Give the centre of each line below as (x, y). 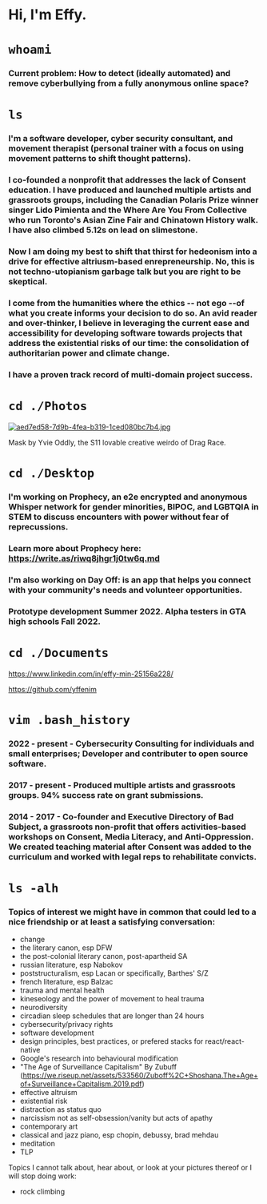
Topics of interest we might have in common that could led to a (133, 912)
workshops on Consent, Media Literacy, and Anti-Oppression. (131, 836)
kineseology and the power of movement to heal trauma (112, 999)
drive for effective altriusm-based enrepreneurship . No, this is (132, 262)
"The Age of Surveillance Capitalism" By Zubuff (98, 1067)
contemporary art (49, 1126)
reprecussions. (38, 527)
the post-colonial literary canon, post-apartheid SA (104, 956)
